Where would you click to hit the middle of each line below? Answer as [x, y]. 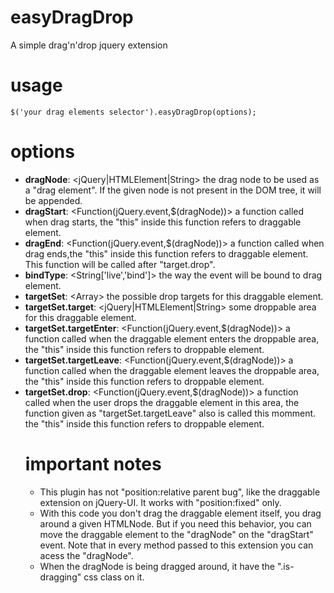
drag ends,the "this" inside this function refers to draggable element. [166, 253]
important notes [93, 464]
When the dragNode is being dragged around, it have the [157, 566]
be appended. [53, 200]
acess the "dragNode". [86, 555]
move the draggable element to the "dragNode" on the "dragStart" [176, 534]
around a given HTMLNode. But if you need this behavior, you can [175, 523]
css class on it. [114, 577]
